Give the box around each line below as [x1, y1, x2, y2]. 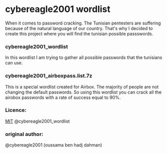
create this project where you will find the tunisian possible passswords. [5, 30, 154, 36]
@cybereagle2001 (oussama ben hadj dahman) [5, 142, 102, 148]
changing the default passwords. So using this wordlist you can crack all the [5, 89, 162, 95]
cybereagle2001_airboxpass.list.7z [5, 72, 93, 79]
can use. [5, 60, 23, 66]
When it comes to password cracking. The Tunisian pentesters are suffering [5, 20, 161, 26]
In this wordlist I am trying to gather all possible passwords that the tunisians [5, 54, 163, 60]
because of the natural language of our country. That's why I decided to [5, 25, 153, 31]
